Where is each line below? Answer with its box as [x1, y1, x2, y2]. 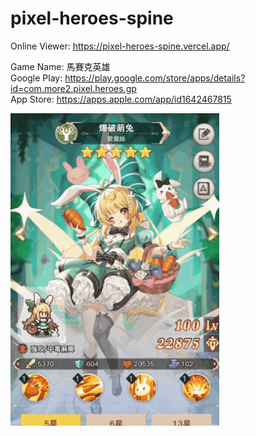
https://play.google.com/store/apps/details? [64, 72, 246, 84]
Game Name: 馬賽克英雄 [10, 60, 111, 72]
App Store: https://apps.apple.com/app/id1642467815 [10, 93, 232, 105]
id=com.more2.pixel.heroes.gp [10, 82, 137, 94]
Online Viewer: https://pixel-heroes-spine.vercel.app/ [10, 40, 230, 52]
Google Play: [10, 72, 63, 84]
